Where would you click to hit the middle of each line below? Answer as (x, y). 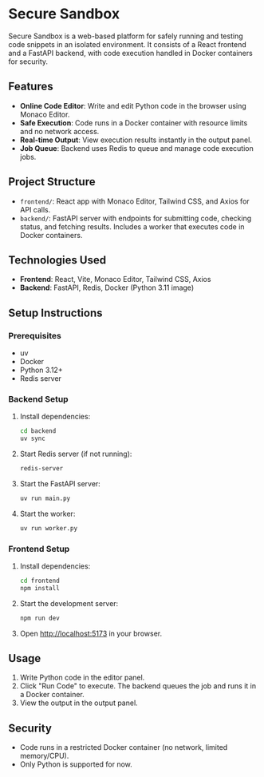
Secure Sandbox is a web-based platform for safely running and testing (126, 36)
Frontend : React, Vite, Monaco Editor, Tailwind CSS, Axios (115, 279)
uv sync (32, 439)
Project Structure (52, 182)
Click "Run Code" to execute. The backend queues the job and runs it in (138, 686)
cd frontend (39, 581)
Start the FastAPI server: (60, 483)
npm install (39, 588)
